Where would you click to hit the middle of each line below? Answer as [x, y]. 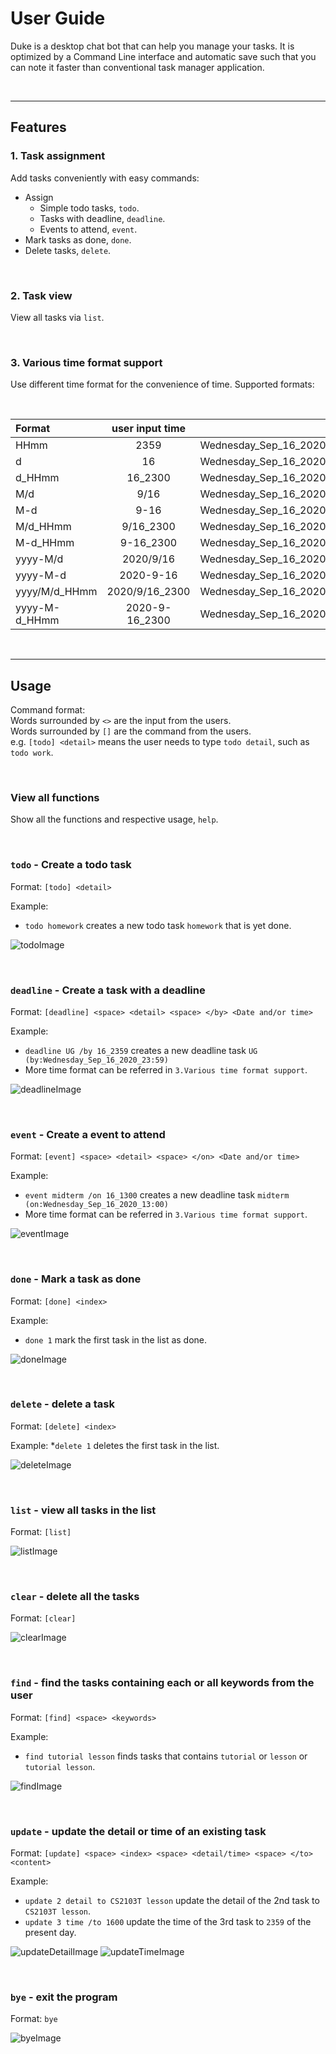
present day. [50, 1932]
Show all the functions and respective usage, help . [114, 819]
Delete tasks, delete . [68, 250]
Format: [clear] [43, 1618]
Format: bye [34, 2019]
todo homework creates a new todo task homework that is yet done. [158, 925]
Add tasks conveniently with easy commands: [105, 178]
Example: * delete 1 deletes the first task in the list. [115, 1445]
